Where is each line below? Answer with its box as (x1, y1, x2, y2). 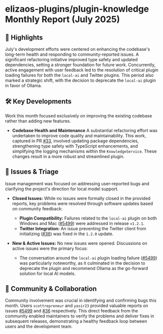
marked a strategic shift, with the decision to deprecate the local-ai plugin (5, 77, 156, 83)
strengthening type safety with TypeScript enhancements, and (12, 143, 138, 149)
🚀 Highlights (5, 33, 43, 42)
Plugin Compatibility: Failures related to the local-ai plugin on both (19, 215, 157, 221)
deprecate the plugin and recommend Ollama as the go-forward (19, 265, 148, 271)
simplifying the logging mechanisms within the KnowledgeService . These (12, 148, 157, 154)
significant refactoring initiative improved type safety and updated (5, 57, 138, 62)
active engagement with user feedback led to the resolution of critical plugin (5, 67, 159, 73)
